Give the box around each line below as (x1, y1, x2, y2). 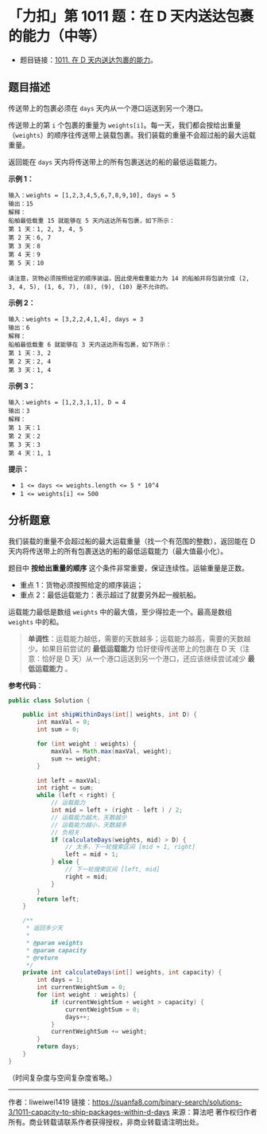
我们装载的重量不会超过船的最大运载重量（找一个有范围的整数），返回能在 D (8, 536, 256, 545)
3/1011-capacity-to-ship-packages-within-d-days (8, 1107, 170, 1116)
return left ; (37, 895, 80, 903)
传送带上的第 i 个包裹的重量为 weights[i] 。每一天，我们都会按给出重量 (8, 120, 242, 130)
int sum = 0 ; (37, 725, 80, 733)
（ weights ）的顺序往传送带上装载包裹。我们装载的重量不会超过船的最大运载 (8, 130, 257, 139)
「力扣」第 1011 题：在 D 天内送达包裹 (8, 7, 254, 25)
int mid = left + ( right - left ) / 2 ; (50, 806, 183, 815)
